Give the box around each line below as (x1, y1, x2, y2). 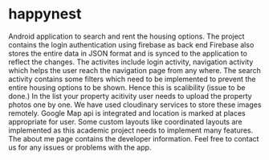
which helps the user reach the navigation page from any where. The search (8, 65, 261, 75)
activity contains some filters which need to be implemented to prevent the (8, 74, 256, 84)
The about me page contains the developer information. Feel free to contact (8, 133, 259, 143)
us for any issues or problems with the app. (8, 142, 152, 152)
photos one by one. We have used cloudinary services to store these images (8, 100, 262, 109)
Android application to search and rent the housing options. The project (8, 31, 245, 41)
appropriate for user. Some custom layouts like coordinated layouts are (8, 117, 243, 126)
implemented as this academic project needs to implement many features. (8, 125, 254, 135)
